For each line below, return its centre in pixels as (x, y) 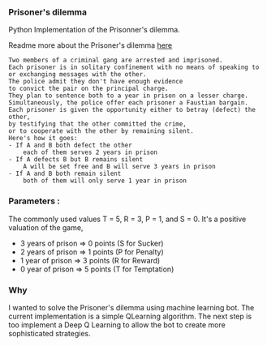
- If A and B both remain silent (65, 174)
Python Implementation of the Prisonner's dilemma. (94, 30)
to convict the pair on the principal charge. (88, 89)
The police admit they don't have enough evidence (96, 82)
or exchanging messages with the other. (78, 75)
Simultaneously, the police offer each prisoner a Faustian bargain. (129, 103)
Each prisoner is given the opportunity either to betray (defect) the (132, 110)
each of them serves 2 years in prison (90, 152)
